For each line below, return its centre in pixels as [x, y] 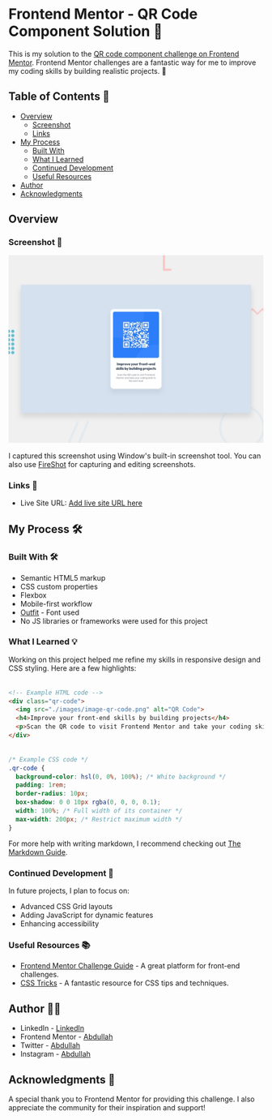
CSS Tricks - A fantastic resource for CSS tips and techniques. [124, 983]
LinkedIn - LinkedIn [52, 1028]
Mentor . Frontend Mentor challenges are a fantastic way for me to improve [132, 62]
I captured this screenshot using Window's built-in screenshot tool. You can [135, 456]
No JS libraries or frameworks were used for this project [114, 620]
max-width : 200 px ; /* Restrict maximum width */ [99, 819]
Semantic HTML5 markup [63, 577]
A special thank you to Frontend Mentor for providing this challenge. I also [132, 1099]
